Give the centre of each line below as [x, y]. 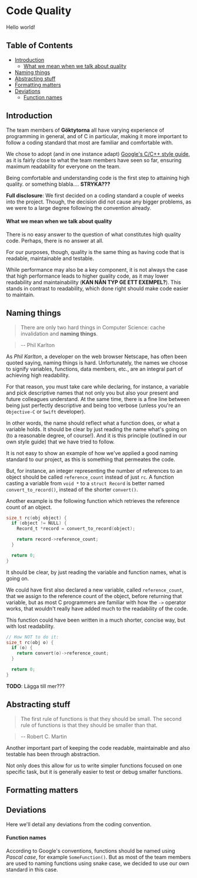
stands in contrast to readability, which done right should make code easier [97, 288]
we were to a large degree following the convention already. [79, 208]
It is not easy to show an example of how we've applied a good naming [92, 453]
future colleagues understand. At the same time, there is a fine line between [98, 399]
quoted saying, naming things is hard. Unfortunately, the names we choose [97, 362]
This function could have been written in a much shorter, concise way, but [96, 620]
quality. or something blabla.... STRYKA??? [58, 184]
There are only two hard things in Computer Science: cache [93, 327]
